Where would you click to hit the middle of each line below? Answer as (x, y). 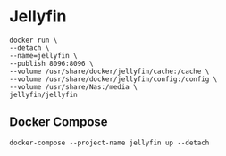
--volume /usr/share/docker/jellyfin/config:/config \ (113, 79)
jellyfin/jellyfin (43, 94)
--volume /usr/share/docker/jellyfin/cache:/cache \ (109, 71)
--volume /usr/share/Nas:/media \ (74, 86)
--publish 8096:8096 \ (51, 63)
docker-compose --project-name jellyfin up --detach (109, 143)
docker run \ (33, 40)
